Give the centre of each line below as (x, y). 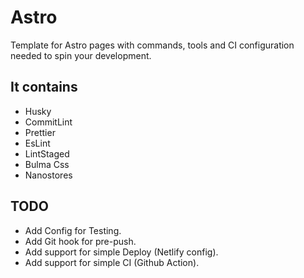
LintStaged (47, 153)
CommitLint (48, 122)
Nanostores (48, 175)
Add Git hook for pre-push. (80, 241)
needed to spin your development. (81, 55)
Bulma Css (47, 164)
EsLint (37, 143)
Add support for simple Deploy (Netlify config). (121, 252)
